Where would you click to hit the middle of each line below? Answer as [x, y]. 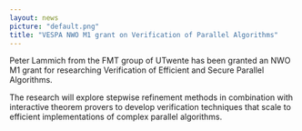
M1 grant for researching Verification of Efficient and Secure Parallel [137, 70]
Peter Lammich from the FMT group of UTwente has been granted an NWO [150, 61]
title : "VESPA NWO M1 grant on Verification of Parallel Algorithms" [144, 35]
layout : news [34, 18]
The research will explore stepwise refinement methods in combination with [151, 97]
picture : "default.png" [55, 26]
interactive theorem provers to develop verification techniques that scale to [150, 107]
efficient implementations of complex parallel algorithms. [116, 117]
